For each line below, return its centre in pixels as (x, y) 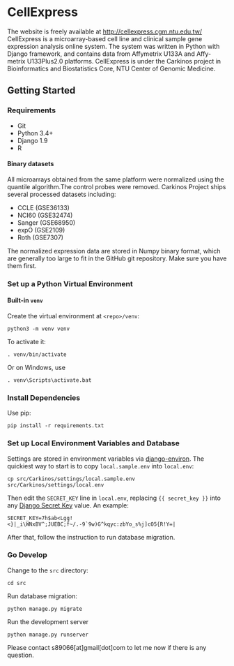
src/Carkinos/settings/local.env (56, 485)
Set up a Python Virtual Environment (70, 283)
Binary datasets (31, 164)
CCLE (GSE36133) (43, 207)
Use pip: (19, 413)
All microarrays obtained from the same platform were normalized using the (116, 179)
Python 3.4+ (35, 133)
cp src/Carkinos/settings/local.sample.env (71, 479)
